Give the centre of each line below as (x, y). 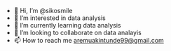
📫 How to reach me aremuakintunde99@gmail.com (89, 40)
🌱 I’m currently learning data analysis (67, 25)
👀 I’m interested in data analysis (60, 18)
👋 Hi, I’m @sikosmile (43, 11)
